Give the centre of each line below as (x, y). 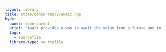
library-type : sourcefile (37, 42)
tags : (15, 33)
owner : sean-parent (30, 24)
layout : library (22, 10)
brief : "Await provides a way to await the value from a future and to (85, 28)
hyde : (11, 19)
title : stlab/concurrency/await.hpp (43, 14)
